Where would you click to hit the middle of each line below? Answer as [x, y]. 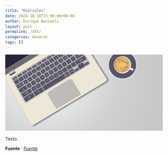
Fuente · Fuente [21, 148]
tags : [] [14, 43]
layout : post [19, 27]
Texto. [12, 139]
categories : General [27, 37]
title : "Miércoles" [25, 11]
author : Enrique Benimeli [32, 21]
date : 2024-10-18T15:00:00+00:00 [40, 16]
